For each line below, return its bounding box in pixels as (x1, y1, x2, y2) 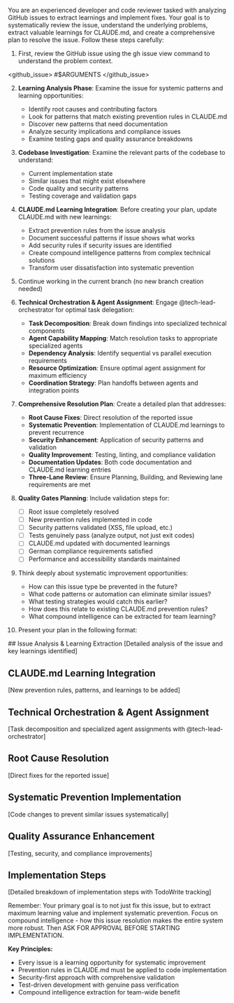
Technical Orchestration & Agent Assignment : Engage (17, 298, 178, 306)
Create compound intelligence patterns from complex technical (28, 249, 211, 257)
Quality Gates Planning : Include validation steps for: (17, 494, 170, 502)
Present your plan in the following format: (17, 626, 138, 634)
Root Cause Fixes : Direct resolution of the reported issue (28, 414, 193, 421)
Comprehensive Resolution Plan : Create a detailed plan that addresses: (17, 400, 226, 408)
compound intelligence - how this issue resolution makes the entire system (8, 916, 224, 924)
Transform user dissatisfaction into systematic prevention (28, 264, 194, 272)
